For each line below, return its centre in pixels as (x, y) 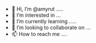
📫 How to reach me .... (39, 34)
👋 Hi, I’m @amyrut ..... (38, 9)
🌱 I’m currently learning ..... (44, 21)
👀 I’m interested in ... (36, 15)
